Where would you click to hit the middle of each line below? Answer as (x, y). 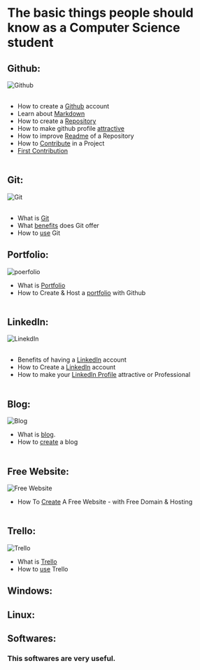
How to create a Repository (57, 121)
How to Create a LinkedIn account (66, 367)
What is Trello (37, 562)
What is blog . (36, 434)
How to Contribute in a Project (61, 143)
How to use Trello (43, 569)
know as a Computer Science (94, 28)
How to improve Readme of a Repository (76, 136)
